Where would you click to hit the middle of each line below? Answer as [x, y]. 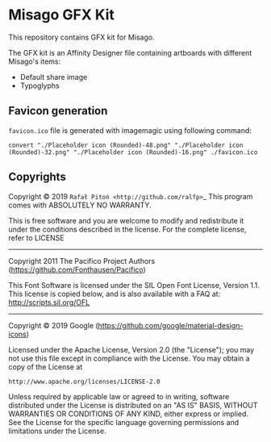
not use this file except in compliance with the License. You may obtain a [129, 358]
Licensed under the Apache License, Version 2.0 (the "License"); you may [131, 349]
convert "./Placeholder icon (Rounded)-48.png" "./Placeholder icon [126, 145]
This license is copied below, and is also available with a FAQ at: [115, 294]
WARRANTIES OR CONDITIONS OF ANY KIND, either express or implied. [128, 414]
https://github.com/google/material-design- [171, 325]
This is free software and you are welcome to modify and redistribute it [126, 220]
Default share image [54, 77]
